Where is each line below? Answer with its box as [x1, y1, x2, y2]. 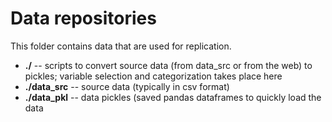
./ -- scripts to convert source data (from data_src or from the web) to [24, 59, 313, 71]
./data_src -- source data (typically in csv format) [24, 80, 230, 92]
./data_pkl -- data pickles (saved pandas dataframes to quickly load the [24, 91, 322, 103]
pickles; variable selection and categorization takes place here [24, 70, 283, 82]
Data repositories [10, 7, 157, 30]
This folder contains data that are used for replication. [10, 40, 232, 52]
